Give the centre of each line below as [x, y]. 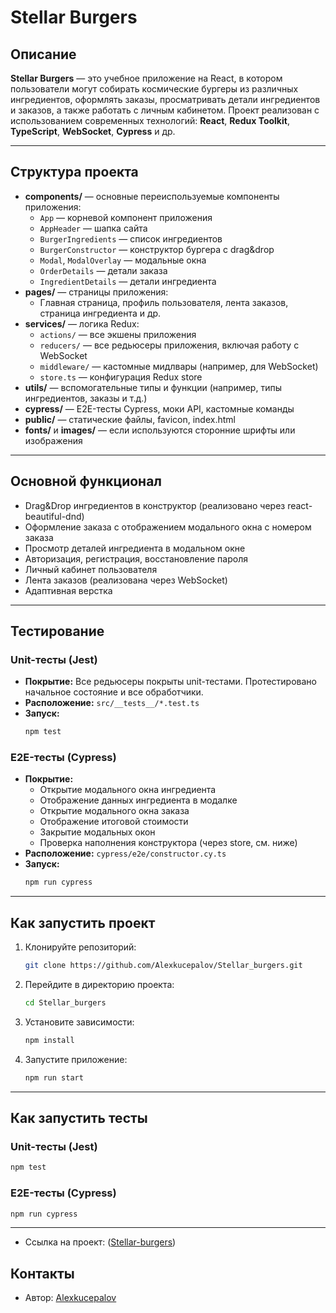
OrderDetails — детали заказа [103, 270]
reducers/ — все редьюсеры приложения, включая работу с [169, 345]
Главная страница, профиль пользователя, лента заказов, [164, 302]
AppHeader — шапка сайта [93, 228]
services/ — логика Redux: [82, 323]
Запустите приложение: [76, 1059]
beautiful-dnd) [54, 516]
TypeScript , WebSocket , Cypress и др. [93, 131]
